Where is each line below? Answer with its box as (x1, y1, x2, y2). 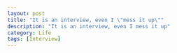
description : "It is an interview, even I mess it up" (7, 23, 171, 30)
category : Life (7, 29, 52, 36)
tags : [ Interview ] (7, 36, 61, 43)
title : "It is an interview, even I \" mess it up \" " (7, 17, 164, 23)
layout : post (7, 10, 45, 17)
